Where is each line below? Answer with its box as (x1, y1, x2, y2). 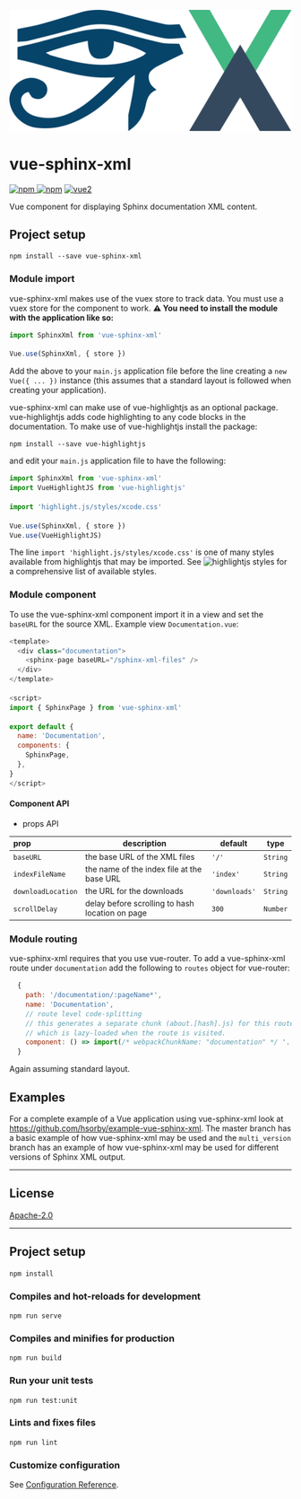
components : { (17, 741, 70, 750)
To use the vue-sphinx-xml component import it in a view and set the (9, 609, 264, 619)
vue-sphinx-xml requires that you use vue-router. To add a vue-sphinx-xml (9, 953, 286, 964)
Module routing (9, 933, 78, 945)
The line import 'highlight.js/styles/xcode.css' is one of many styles (9, 547, 275, 557)
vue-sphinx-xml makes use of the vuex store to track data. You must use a (9, 293, 284, 303)
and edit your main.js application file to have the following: (9, 455, 227, 467)
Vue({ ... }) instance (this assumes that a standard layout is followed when (9, 375, 292, 386)
